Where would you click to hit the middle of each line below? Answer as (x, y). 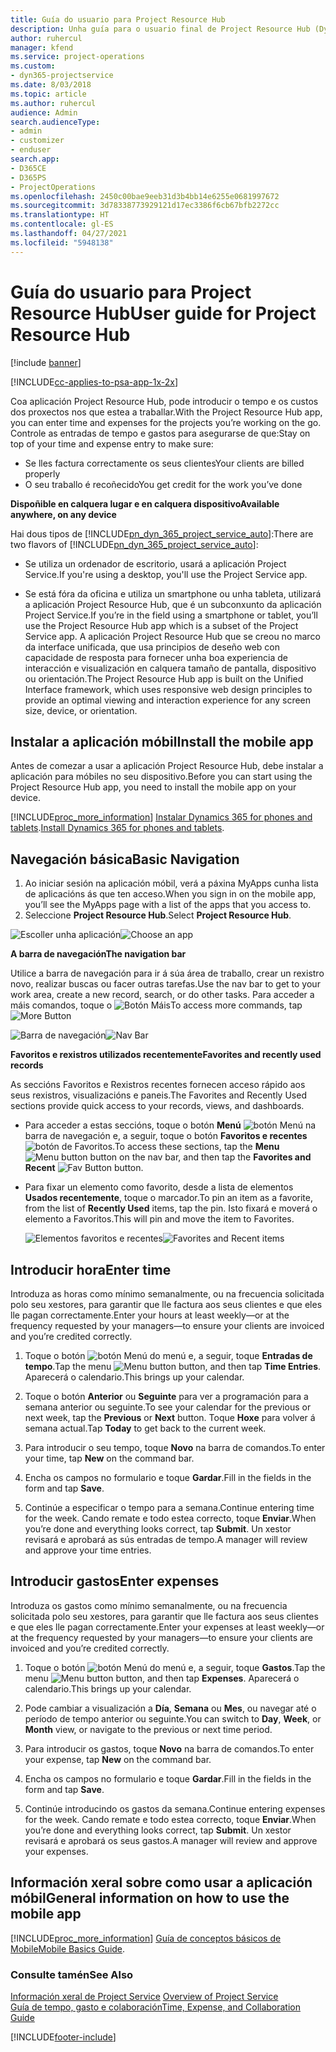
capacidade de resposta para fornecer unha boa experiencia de (156, 657)
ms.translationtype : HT (60, 215)
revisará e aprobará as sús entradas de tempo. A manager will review (166, 1539)
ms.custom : (33, 66)
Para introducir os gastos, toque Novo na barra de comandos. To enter (169, 1748)
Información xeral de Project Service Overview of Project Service (144, 1996)
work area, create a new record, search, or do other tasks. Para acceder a (162, 995)
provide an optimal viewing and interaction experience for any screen (168, 700)
